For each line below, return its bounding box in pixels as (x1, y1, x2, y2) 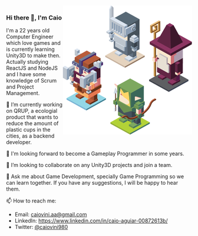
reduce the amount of (6, 120, 59, 127)
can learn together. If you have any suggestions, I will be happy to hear (6, 179, 179, 186)
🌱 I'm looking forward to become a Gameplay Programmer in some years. (6, 150, 184, 158)
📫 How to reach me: (6, 197, 57, 205)
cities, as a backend (6, 132, 55, 140)
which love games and (6, 40, 61, 47)
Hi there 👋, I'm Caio (6, 14, 62, 22)
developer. (6, 139, 32, 146)
